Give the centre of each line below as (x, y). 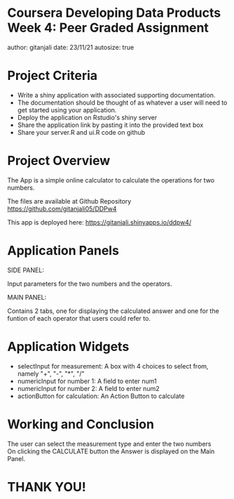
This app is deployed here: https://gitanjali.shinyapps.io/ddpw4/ (99, 222)
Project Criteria (53, 76)
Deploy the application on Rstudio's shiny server (87, 117)
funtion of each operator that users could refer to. (79, 318)
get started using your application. (67, 109)
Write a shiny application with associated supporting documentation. (116, 95)
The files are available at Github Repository (69, 201)
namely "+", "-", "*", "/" (51, 373)
